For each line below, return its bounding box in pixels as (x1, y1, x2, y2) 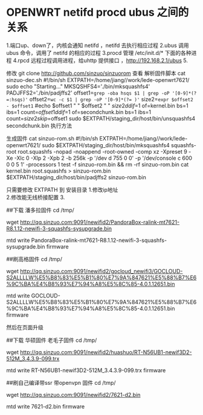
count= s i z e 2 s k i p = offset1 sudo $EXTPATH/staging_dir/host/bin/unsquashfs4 (6, 115, 196, 122)
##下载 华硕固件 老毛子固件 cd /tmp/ (6, 336, 97, 344)
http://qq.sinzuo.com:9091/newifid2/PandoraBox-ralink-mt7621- (20, 218, 180, 226)
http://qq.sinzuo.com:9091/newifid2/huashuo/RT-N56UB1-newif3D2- (20, 348, 192, 356)
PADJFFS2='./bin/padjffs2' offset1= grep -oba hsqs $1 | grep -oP (6, 89, 170, 97)
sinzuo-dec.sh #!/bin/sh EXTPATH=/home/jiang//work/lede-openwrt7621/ (6, 76, 190, 83)
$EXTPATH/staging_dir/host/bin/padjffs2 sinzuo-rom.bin (6, 173, 146, 181)
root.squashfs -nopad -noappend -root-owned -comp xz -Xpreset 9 (18, 148, 187, 155)
